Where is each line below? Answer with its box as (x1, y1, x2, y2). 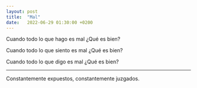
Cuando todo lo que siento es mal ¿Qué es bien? (6, 47, 123, 54)
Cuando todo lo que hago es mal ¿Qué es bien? (6, 36, 121, 43)
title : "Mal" (6, 14, 41, 20)
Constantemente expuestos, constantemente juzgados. (6, 75, 140, 82)
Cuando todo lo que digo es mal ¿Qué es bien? (6, 58, 119, 65)
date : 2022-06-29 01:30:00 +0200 (6, 19, 93, 25)
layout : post (6, 8, 38, 15)
